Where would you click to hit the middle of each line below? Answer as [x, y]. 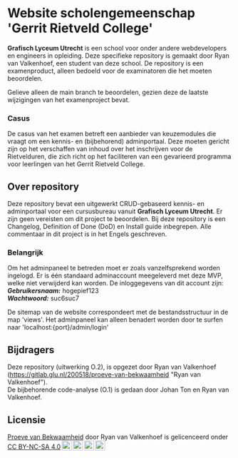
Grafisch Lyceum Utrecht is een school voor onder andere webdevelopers [117, 48]
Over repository [43, 187]
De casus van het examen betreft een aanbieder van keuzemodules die [112, 134]
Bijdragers [31, 350]
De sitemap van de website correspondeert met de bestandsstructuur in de [118, 312]
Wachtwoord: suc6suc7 [43, 298]
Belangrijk [26, 253]
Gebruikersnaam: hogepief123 [53, 291]
